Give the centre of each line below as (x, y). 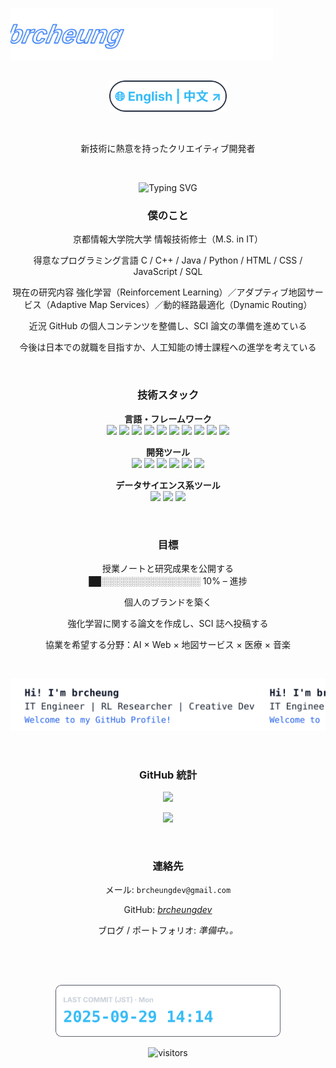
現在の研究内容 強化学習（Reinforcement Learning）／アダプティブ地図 (159, 292)
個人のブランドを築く (168, 602)
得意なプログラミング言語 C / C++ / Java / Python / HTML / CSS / (168, 260)
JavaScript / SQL (168, 272)
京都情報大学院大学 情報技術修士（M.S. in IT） (168, 239)
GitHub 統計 (168, 775)
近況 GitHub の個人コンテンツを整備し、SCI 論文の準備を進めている (168, 326)
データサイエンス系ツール (168, 485)
